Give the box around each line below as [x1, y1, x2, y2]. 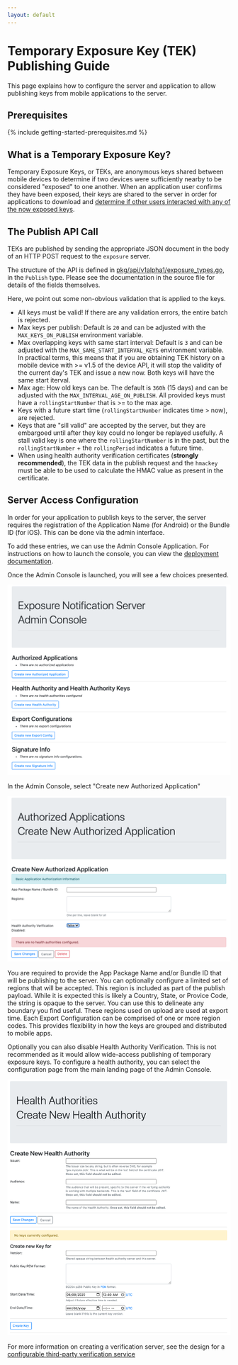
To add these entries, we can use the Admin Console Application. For [7, 542, 210, 550]
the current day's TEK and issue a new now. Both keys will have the [17, 368, 215, 377]
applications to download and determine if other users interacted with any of [7, 198, 231, 206]
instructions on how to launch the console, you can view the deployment [7, 549, 220, 557]
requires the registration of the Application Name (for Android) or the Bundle [7, 521, 230, 529]
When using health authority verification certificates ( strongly [17, 451, 199, 460]
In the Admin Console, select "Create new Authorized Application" [7, 781, 200, 790]
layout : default [7, 11, 55, 18]
